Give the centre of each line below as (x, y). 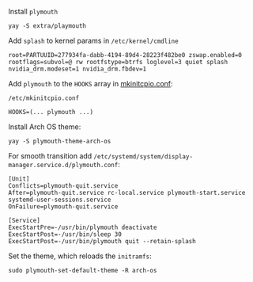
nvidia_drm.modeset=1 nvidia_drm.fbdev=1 (77, 69)
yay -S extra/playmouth (47, 26)
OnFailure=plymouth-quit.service (63, 207)
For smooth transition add (50, 156)
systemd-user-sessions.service (60, 200)
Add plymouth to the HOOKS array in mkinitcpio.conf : (91, 84)
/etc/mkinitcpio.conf (44, 98)
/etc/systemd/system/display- (143, 157)
